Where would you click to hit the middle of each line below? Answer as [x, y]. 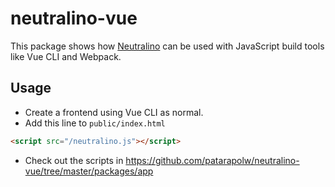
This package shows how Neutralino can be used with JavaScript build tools [167, 46]
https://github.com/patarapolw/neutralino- [212, 160]
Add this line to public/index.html [95, 123]
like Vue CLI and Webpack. [66, 56]
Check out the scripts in [74, 160]
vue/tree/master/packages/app [89, 171]
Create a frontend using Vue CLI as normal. [114, 112]
